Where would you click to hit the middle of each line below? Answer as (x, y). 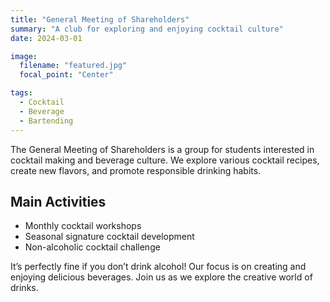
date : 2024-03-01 (46, 38)
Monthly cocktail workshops (83, 226)
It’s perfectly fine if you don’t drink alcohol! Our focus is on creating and (158, 267)
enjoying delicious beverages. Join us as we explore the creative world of (161, 277)
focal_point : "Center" (66, 75)
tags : (21, 93)
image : (24, 56)
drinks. (24, 288)
